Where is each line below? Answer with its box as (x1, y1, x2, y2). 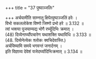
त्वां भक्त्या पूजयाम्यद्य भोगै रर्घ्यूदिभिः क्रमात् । (5, 26, 74, 32)
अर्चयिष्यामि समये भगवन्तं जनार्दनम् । (5, 43, 62, 48)
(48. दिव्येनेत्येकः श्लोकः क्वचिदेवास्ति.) (5, 37, 66, 43)
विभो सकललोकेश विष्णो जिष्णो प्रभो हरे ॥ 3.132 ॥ (5, 20, 84, 26)
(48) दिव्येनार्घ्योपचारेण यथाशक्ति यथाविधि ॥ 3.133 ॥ (5, 31, 91, 37)
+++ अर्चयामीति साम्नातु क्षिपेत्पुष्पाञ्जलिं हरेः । (5, 15, 77, 20)
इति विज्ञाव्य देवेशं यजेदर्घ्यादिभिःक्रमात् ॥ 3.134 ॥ (5, 48, 82, 54)
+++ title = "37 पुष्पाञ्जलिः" (5, 5, 55, 10)
